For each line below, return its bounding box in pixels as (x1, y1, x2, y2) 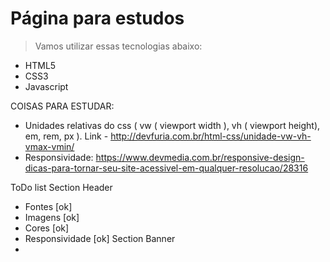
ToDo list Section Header (10, 181, 113, 193)
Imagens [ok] (24, 211, 80, 223)
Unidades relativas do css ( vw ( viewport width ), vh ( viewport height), (24, 119, 321, 131)
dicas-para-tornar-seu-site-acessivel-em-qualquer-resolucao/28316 (24, 162, 309, 174)
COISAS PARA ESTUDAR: (10, 100, 115, 112)
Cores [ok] (24, 222, 70, 234)
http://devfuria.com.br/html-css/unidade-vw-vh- (110, 130, 312, 142)
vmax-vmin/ (24, 140, 75, 152)
